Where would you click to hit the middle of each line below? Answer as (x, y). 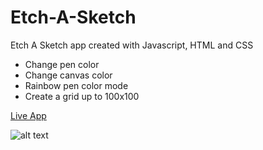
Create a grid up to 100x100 (82, 96)
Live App (28, 115)
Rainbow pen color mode (76, 85)
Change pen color (62, 64)
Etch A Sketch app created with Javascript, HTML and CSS (132, 45)
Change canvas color (68, 75)
